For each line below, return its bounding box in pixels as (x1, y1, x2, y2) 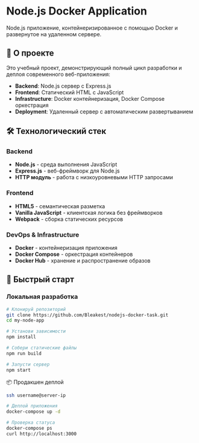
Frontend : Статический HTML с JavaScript (14, 89, 124, 96)
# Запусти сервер (6, 361, 50, 368)
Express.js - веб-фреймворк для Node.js (14, 167, 120, 174)
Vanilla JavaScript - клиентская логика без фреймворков (14, 209, 163, 216)
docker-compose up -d (6, 409, 61, 415)
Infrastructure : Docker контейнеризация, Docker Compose (14, 95, 165, 102)
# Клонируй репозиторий (6, 306, 66, 312)
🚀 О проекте (6, 48, 54, 59)
